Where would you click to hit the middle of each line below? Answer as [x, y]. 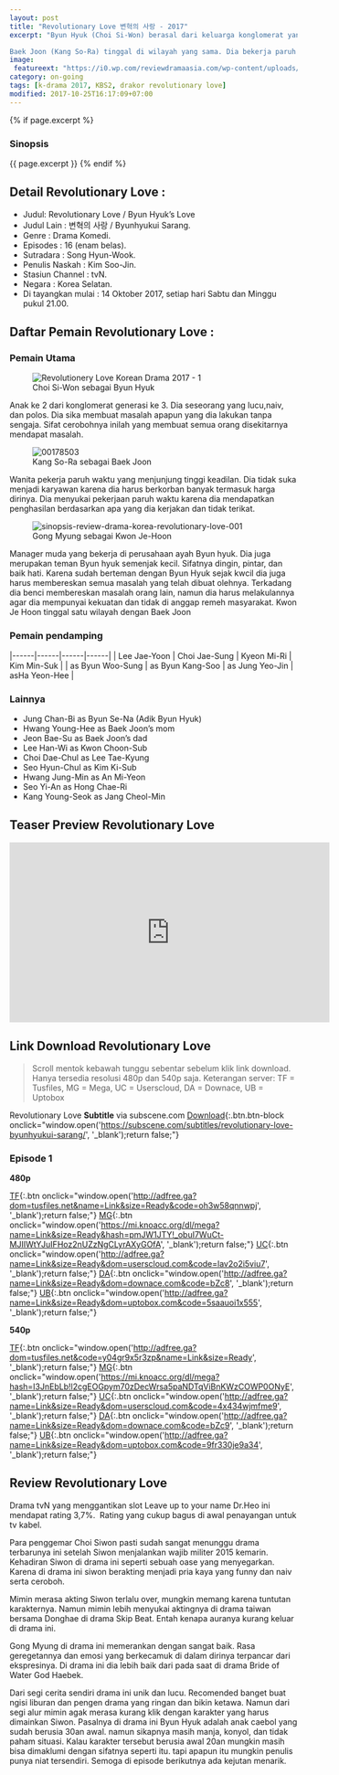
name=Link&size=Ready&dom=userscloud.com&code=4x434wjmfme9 [143, 1406]
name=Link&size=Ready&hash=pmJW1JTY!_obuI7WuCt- [117, 1234]
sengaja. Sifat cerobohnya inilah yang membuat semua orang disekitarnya [149, 425]
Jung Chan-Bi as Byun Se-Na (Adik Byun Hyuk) [112, 719]
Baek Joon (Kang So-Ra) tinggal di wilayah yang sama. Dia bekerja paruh [153, 51]
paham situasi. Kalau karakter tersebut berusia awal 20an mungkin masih [147, 1741]
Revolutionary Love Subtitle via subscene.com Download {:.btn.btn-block [147, 1115]
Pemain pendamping [56, 636]
